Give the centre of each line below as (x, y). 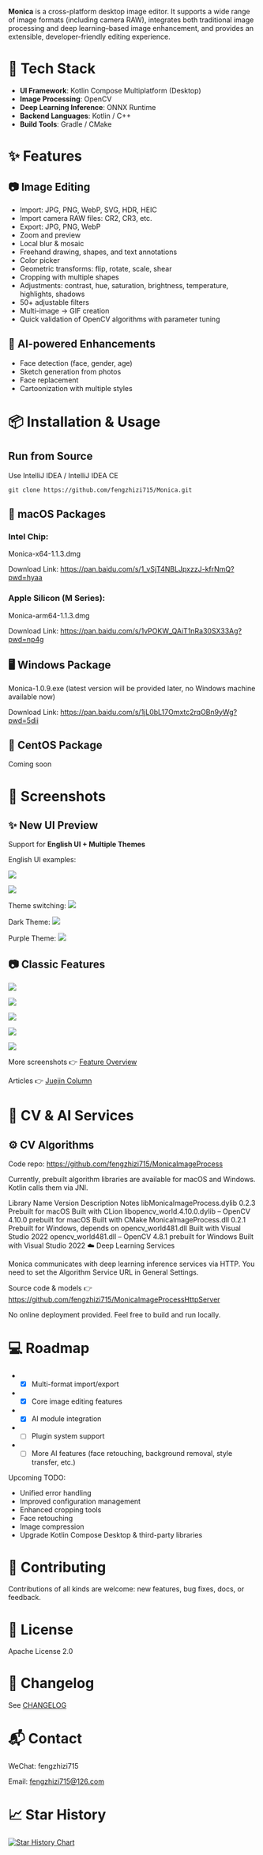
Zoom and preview (50, 235)
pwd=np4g (26, 639)
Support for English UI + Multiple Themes (77, 844)
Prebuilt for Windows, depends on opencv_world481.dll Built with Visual (124, 1228)
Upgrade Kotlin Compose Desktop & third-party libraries (111, 1535)
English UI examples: (42, 860)
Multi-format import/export (75, 1384)
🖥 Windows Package (60, 665)
